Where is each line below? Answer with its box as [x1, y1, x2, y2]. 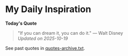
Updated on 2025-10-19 [17, 35, 68, 41]
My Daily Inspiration [5, 4, 92, 15]
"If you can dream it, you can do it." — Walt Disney [17, 30, 123, 36]
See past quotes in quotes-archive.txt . [5, 45, 85, 51]
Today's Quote [5, 20, 37, 26]
